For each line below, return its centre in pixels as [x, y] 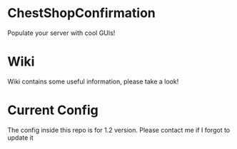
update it [20, 138]
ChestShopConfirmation [81, 13]
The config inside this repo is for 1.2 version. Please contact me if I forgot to [119, 130]
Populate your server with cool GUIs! [61, 33]
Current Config [53, 110]
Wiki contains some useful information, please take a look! [93, 81]
